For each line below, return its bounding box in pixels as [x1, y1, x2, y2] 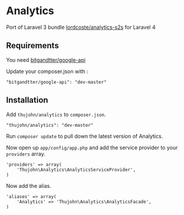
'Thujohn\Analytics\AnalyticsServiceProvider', [17, 167, 136, 173]
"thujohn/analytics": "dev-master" [6, 122, 94, 128]
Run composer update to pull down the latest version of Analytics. [6, 133, 163, 140]
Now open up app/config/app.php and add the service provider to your [6, 144, 178, 151]
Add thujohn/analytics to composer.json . [6, 111, 106, 118]
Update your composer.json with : [6, 68, 88, 75]
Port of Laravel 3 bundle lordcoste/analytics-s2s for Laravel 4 [6, 24, 156, 31]
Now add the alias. [6, 182, 51, 189]
